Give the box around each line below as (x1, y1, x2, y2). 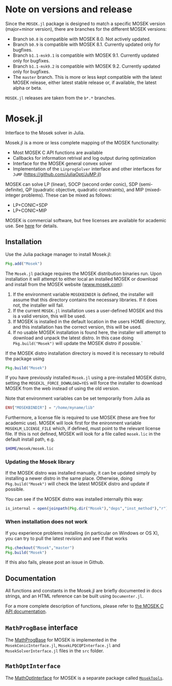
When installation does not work (5, 518, 88, 525)
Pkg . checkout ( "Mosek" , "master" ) (5, 545, 74, 550)
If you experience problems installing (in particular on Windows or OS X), (5, 530, 159, 536)
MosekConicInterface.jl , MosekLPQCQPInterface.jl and (5, 642, 120, 649)
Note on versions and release (5, 4, 133, 15)
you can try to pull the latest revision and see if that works (5, 535, 128, 541)
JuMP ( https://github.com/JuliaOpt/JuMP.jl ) (12, 171, 101, 177)
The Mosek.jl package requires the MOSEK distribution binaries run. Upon (5, 270, 162, 276)
